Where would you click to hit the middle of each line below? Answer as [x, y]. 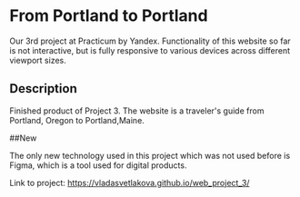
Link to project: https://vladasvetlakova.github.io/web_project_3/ [130, 182]
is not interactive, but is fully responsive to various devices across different [150, 50]
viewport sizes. [38, 60]
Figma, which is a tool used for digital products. [98, 165]
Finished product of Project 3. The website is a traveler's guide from [137, 111]
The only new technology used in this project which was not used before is [150, 155]
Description [43, 89]
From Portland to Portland [109, 16]
